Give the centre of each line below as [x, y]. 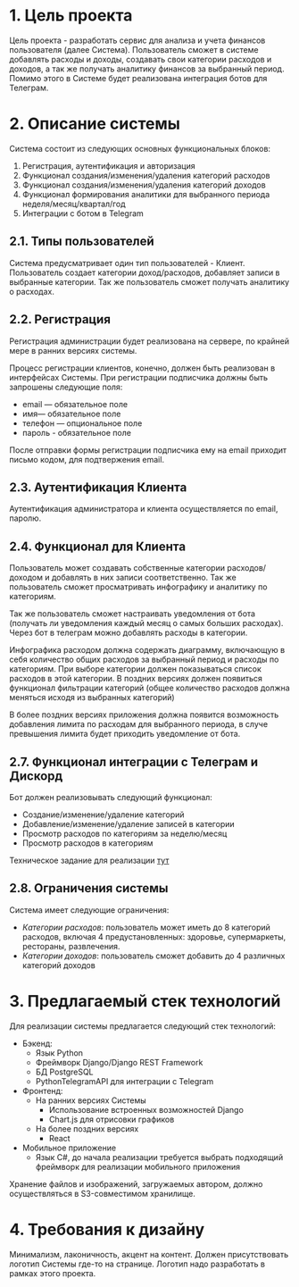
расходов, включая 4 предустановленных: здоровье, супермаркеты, [154, 936]
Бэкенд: [37, 1043]
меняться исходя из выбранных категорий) [92, 698]
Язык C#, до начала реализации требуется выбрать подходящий [159, 1157]
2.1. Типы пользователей [82, 242]
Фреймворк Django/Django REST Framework [119, 1062]
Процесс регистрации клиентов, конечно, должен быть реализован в [142, 368]
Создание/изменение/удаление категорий [103, 815]
